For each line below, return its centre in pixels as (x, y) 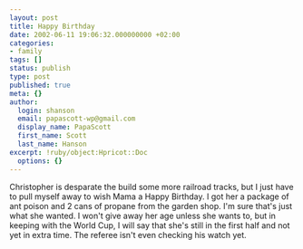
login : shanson (46, 110)
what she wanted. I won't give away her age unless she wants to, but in (143, 215)
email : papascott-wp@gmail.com (77, 119)
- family (26, 52)
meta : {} (26, 93)
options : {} (40, 161)
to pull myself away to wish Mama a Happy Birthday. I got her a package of (150, 196)
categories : (32, 43)
